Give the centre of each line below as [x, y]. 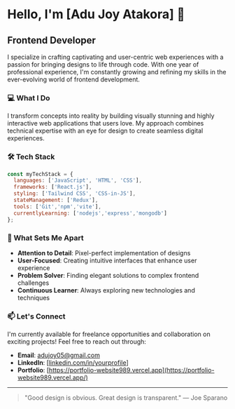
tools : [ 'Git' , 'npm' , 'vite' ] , [57, 206]
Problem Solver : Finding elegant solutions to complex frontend [108, 275]
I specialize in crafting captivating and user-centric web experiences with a [115, 57]
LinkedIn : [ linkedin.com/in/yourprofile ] [73, 363]
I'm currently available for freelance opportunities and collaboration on [109, 334]
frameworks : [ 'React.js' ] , [53, 187]
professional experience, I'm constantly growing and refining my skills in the [117, 72]
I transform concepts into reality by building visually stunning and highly [111, 116]
